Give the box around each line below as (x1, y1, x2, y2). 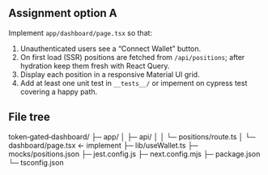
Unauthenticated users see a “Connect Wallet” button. (19, 44, 202, 53)
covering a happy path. (19, 87, 98, 96)
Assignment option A (8, 6, 117, 20)
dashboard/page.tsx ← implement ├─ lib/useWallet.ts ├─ (8, 140, 198, 150)
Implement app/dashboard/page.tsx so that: (8, 28, 152, 37)
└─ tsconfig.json (8, 157, 64, 167)
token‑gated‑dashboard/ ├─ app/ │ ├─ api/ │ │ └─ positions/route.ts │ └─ (8, 131, 256, 141)
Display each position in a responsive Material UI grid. (19, 69, 200, 79)
